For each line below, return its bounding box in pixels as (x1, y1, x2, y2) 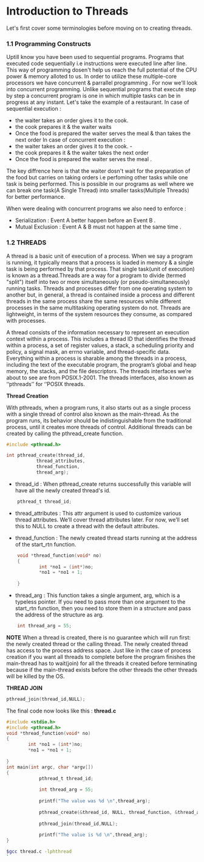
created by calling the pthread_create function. (6, 430, 124, 437)
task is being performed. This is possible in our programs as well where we (6, 181, 194, 188)
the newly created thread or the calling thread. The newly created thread (6, 640, 188, 647)
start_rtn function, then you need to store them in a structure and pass (15, 605, 191, 612)
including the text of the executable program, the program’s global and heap (6, 360, 197, 368)
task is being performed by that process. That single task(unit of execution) (6, 265, 195, 272)
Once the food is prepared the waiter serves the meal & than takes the (15, 129, 191, 137)
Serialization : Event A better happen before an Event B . (15, 217, 156, 224)
